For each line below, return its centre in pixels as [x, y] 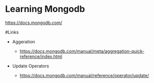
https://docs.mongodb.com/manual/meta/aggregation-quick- [82, 51]
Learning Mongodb [45, 9]
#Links [12, 32]
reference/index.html [41, 56]
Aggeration [24, 41]
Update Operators [31, 66]
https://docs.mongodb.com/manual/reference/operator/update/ [84, 75]
